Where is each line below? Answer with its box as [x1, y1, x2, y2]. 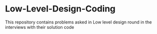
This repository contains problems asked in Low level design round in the [5, 19, 152, 25]
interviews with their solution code [5, 24, 75, 30]
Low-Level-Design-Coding [5, 3, 116, 14]
